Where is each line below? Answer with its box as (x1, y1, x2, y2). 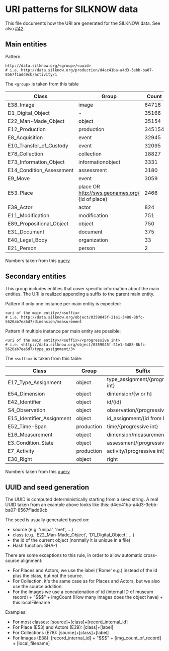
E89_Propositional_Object (8, 220, 69, 227)
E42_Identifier (8, 398, 41, 405)
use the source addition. (12, 584, 63, 590)
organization (78, 236, 108, 243)
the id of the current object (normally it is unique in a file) (12, 537, 131, 543)
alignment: (21, 557, 43, 564)
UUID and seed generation (5, 483, 90, 492)
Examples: (5, 609, 27, 615)
